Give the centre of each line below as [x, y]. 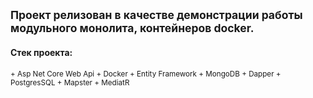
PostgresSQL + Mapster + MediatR [70, 82]
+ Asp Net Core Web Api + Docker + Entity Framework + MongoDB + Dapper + [146, 74]
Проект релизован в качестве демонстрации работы [156, 15]
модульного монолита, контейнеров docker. [132, 28]
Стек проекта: [41, 52]
